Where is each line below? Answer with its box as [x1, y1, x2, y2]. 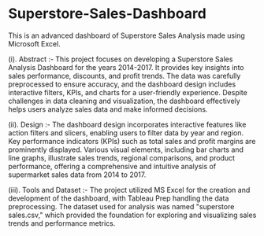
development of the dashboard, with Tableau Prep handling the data [8, 194, 229, 203]
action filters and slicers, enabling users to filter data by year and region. [8, 127, 244, 138]
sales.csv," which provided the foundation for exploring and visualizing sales [8, 210, 257, 219]
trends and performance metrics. [8, 218, 116, 228]
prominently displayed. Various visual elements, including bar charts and [8, 145, 244, 154]
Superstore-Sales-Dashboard [8, 5, 206, 23]
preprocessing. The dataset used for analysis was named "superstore [8, 201, 235, 211]
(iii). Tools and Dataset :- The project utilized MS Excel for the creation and [8, 185, 251, 194]
